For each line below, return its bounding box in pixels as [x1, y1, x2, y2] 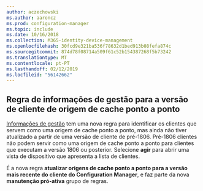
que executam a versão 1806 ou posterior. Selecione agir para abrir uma [6, 146, 190, 154]
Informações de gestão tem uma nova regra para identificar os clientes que [6, 120, 197, 127]
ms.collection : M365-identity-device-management [6, 37, 133, 43]
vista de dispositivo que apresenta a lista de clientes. [6, 152, 140, 160]
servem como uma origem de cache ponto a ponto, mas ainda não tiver [6, 127, 187, 134]
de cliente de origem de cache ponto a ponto [6, 103, 180, 114]
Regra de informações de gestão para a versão [6, 94, 188, 105]
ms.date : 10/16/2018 [6, 32, 59, 38]
